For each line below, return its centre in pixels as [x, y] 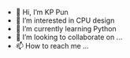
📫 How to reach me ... [52, 46]
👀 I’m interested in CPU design [65, 20]
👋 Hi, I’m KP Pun [42, 12]
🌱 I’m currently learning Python [66, 29]
